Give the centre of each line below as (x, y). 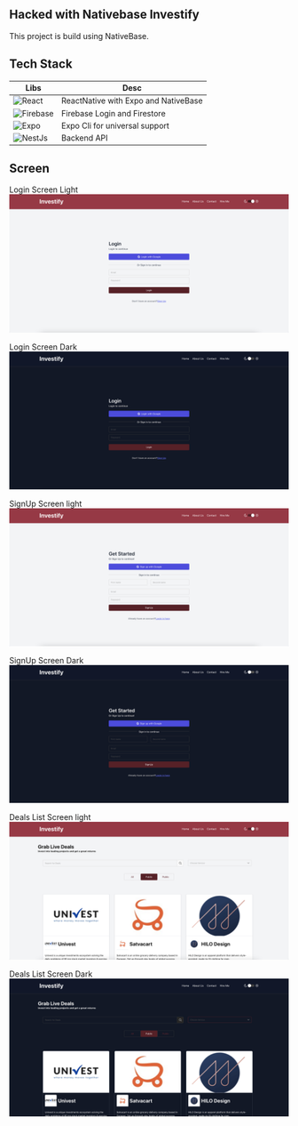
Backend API (84, 138)
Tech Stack (41, 64)
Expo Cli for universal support (115, 125)
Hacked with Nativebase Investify (104, 15)
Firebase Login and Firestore (113, 113)
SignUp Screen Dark (47, 660)
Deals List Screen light (50, 816)
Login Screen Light (43, 189)
